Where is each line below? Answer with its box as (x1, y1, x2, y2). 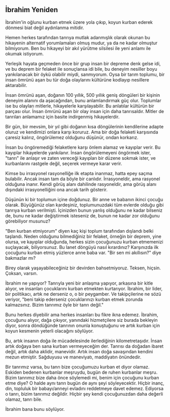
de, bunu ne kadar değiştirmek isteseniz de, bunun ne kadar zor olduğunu (5, 212, 160, 218)
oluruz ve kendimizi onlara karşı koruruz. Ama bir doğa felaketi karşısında (5, 129, 158, 135)
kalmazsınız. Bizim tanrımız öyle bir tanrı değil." (5, 301, 104, 308)
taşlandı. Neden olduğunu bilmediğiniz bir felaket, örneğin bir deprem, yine (5, 233, 161, 239)
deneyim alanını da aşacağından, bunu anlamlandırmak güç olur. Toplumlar (5, 97, 161, 103)
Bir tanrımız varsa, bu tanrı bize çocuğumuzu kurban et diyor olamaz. (5, 364, 150, 370)
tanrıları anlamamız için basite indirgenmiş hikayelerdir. (5, 114, 120, 120)
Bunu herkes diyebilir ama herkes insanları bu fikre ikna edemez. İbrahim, (5, 312, 158, 318)
